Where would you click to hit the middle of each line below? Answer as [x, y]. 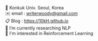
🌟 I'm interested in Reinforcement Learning [49, 33]
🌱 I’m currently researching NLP [38, 28]
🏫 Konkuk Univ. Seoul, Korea [34, 8]
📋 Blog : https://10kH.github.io [37, 21]
